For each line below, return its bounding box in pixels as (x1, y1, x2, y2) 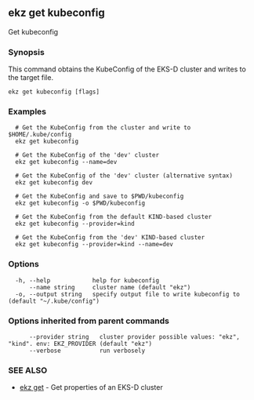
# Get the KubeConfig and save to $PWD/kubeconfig (15, 192, 184, 201)
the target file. (8, 73, 53, 82)
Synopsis (8, 46, 45, 57)
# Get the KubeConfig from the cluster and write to (15, 124, 191, 132)
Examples (8, 106, 47, 117)
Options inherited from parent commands (8, 315, 170, 326)
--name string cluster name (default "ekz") (28, 283, 191, 291)
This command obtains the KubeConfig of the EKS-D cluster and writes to (8, 64, 247, 74)
